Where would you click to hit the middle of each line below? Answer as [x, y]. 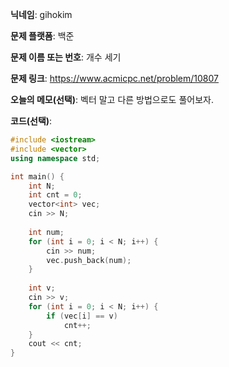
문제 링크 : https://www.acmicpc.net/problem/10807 [115, 78]
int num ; [46, 232]
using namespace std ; [55, 158]
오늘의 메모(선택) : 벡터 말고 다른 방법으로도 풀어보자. [112, 99]
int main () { [37, 176]
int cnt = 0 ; [55, 195]
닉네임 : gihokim [41, 14]
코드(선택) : [31, 121]
